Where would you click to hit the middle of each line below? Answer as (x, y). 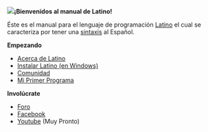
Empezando (25, 45)
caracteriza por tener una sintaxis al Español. (71, 32)
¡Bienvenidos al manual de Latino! (63, 11)
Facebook (31, 114)
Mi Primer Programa (45, 80)
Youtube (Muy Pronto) (48, 121)
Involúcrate (24, 93)
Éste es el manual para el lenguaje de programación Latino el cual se (104, 25)
